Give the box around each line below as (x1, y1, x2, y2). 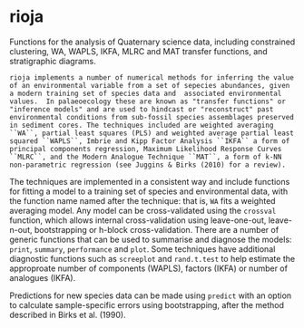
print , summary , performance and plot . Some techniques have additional (9, 243, 276, 255)
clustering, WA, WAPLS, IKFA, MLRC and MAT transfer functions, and (9, 45, 268, 56)
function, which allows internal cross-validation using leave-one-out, (9, 215, 267, 226)
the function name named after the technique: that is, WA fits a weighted (9, 195, 276, 206)
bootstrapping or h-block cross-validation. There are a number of (34, 224, 279, 235)
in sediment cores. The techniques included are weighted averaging (9, 121, 274, 130)
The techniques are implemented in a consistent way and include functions (9, 176, 290, 187)
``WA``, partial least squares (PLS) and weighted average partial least (9, 129, 295, 138)
